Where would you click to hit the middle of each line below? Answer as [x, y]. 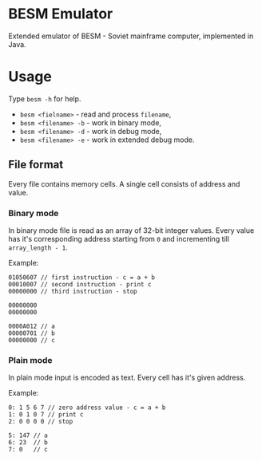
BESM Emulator [61, 14]
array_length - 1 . [38, 247]
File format [36, 165]
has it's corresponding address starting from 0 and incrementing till [119, 238]
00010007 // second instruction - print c [80, 284]
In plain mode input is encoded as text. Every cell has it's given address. [127, 378]
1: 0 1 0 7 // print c [46, 415]
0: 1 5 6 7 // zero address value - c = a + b [87, 408]
